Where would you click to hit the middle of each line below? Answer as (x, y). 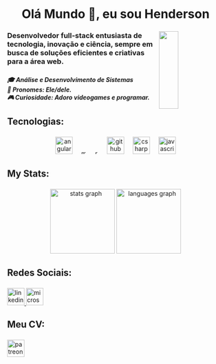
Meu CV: (26, 324)
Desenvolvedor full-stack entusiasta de (75, 36)
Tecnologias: (35, 122)
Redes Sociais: (40, 273)
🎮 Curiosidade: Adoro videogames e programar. (78, 98)
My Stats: (28, 173)
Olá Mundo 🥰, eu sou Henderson (116, 14)
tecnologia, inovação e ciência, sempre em (80, 44)
